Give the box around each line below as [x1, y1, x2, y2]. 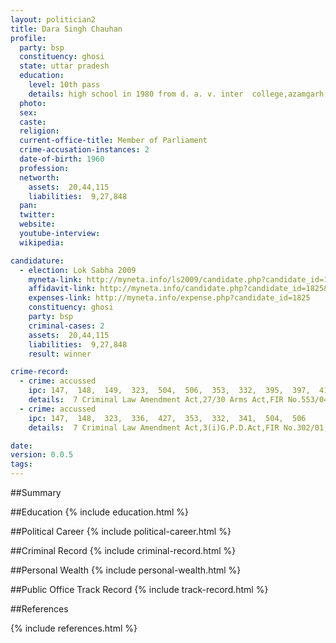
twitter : [19, 210, 56, 220]
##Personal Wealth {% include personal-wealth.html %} [10, 564, 242, 576]
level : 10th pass [28, 80, 101, 90]
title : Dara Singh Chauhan [10, 24, 123, 34]
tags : [10, 459, 33, 470]
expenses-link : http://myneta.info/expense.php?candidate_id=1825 [28, 293, 311, 303]
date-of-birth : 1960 [19, 154, 105, 164]
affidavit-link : [28, 284, 97, 294]
